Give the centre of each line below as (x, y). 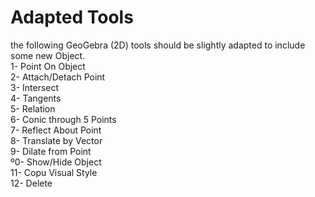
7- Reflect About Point (56, 130)
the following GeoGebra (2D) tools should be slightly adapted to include (158, 45)
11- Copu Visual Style (54, 172)
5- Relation (33, 108)
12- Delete (31, 183)
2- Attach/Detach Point (58, 77)
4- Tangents (36, 98)
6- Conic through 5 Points (63, 119)
